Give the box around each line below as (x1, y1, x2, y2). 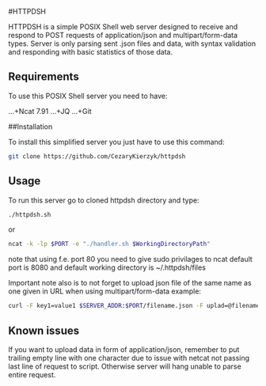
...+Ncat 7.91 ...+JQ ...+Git (8, 106, 92, 115)
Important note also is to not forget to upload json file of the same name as (8, 278, 252, 288)
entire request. (8, 369, 56, 379)
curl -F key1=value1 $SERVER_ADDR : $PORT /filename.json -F (8, 302, 203, 310)
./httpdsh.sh (8, 210, 51, 218)
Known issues (8, 324, 80, 337)
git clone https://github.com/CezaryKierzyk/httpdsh (8, 152, 186, 161)
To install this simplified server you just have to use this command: (8, 137, 225, 146)
